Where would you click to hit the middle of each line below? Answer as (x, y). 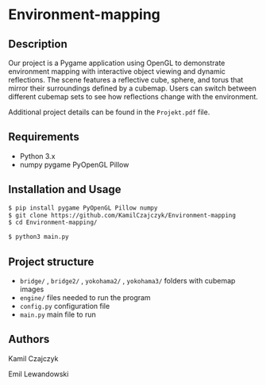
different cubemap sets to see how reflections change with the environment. (133, 96)
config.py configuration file (65, 306)
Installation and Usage (65, 189)
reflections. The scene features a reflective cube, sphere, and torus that (126, 80)
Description (38, 44)
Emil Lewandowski (39, 374)
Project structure (51, 262)
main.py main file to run (58, 314)
